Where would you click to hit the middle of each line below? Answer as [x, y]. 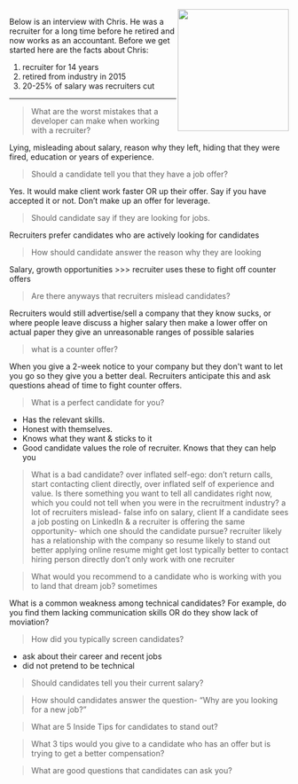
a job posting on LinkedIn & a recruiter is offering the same [138, 521]
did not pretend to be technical [78, 666]
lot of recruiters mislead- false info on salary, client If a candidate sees [160, 512]
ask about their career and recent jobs [92, 656]
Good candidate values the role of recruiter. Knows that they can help [149, 448]
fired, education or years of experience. [82, 157]
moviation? [29, 622]
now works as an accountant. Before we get [90, 40]
